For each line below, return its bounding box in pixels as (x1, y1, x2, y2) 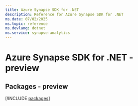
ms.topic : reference (5, 21, 48, 26)
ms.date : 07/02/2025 (5, 16, 48, 21)
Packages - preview (5, 82, 68, 91)
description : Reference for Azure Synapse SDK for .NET (5, 12, 124, 17)
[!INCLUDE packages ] (5, 96, 50, 101)
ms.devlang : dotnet (5, 26, 46, 31)
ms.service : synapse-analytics (5, 30, 70, 35)
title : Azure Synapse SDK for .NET (5, 7, 79, 12)
